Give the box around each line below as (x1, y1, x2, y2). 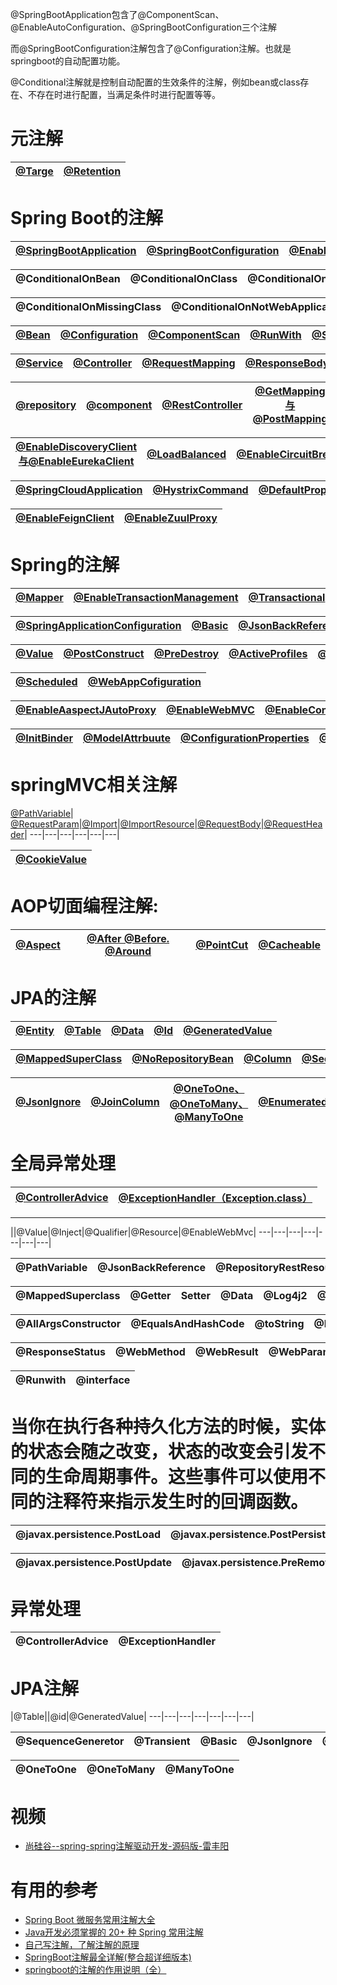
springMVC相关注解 (10, 774, 178, 796)
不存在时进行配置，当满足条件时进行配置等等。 (27, 89, 221, 100)
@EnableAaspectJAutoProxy (15, 703, 157, 717)
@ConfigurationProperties (179, 731, 310, 745)
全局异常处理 (10, 1152, 117, 1175)
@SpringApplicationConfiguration (15, 618, 182, 632)
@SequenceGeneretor (15, 1734, 125, 1748)
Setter (180, 1288, 212, 1302)
